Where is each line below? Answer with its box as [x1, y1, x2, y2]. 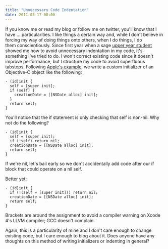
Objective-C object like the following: [5, 69, 82, 75]
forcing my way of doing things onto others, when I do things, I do [5, 36, 142, 43]
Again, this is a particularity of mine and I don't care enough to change [5, 227, 152, 233]
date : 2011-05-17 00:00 [5, 12, 55, 17]
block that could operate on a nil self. [5, 165, 82, 172]
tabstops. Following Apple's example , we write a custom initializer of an [5, 64, 154, 70]
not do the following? [5, 119, 49, 126]
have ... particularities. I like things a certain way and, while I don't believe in [5, 31, 163, 37]
